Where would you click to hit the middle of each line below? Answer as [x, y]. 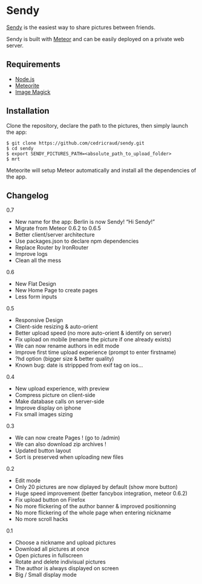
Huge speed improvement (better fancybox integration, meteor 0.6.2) [101, 493]
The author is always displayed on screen [67, 568]
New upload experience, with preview [62, 389]
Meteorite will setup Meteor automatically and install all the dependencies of [101, 170]
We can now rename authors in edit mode [67, 346]
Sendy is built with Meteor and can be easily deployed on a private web [95, 39]
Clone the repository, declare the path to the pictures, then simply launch [97, 125]
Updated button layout [43, 451]
